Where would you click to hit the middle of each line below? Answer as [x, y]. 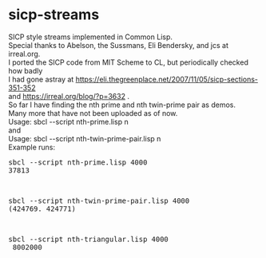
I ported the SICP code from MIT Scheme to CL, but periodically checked [129, 62]
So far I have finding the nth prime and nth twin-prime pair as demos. [122, 105]
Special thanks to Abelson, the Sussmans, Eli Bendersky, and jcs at [119, 45]
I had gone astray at [41, 79]
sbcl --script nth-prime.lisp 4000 [78, 162]
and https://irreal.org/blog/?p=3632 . [69, 96]
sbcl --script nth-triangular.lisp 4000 [89, 239]
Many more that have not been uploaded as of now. [93, 113]
